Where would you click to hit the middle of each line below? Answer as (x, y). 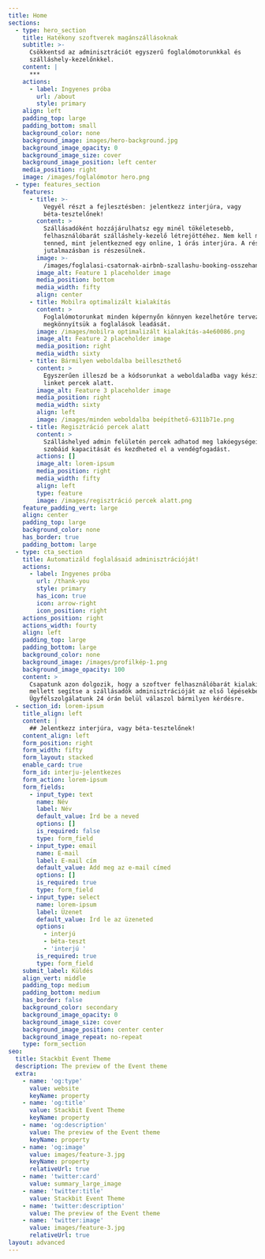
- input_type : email (63, 846)
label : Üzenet (60, 912)
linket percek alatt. (78, 383)
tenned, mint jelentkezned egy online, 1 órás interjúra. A (144, 243)
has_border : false (52, 1001)
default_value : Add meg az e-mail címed (104, 868)
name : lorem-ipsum (67, 905)
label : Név (54, 809)
